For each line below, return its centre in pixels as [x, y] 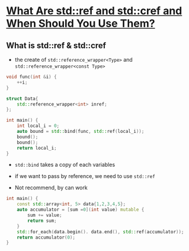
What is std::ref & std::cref [56, 45]
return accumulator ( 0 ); [46, 237]
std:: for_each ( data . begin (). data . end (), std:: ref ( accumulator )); [100, 232]
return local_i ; [37, 148]
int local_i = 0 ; [38, 126]
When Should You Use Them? [81, 23]
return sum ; [42, 221]
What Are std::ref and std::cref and [94, 11]
